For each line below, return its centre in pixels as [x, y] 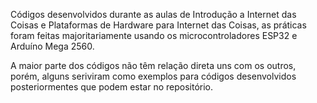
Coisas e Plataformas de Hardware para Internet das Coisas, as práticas [158, 25]
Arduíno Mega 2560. [52, 46]
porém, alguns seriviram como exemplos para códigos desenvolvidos [153, 76]
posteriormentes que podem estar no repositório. [112, 87]
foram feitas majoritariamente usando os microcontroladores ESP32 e [154, 35]
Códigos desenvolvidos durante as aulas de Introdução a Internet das [153, 14]
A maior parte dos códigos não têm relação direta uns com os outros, [153, 65]
